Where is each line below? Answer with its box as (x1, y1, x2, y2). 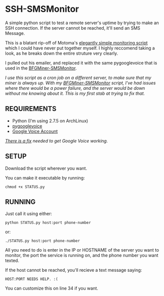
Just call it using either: (5, 211, 53, 217)
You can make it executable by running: (5, 175, 85, 181)
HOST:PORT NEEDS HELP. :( (5, 277, 58, 282)
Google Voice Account (12, 128, 58, 134)
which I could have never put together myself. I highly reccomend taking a (5, 45, 155, 51)
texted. (5, 258, 20, 263)
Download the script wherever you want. (5, 165, 87, 171)
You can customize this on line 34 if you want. (5, 285, 98, 292)
